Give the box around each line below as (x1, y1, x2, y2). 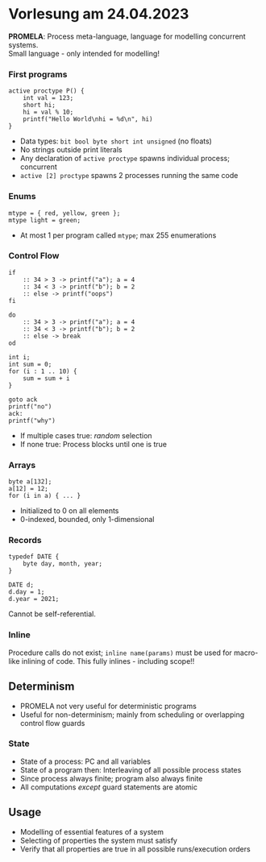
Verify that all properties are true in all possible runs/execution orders (19, 843, 251, 854)
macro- (233, 648, 259, 657)
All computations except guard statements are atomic (19, 782, 198, 792)
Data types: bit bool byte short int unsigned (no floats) (19, 136, 212, 146)
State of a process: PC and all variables (19, 756, 152, 766)
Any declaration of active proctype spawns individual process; (19, 154, 230, 164)
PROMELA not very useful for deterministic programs (19, 701, 197, 711)
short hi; (23, 102, 56, 110)
